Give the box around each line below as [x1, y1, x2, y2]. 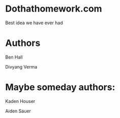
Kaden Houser [5, 98, 35, 104]
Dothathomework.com [5, 3, 102, 15]
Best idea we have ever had [5, 20, 63, 26]
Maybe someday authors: [5, 82, 115, 93]
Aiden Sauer [5, 108, 31, 114]
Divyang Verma [5, 64, 37, 70]
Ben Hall [5, 54, 23, 60]
